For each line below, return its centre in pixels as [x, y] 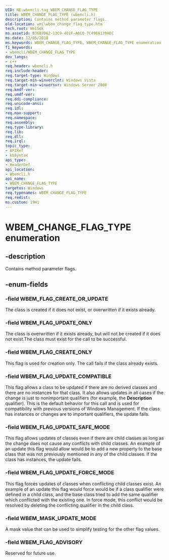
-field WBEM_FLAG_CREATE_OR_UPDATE [57, 299]
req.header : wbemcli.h [29, 66]
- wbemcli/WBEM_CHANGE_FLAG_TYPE [40, 52]
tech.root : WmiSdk [24, 29]
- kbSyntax [17, 155]
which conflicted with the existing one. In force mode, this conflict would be [84, 499]
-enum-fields [26, 284]
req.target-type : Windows [32, 76]
